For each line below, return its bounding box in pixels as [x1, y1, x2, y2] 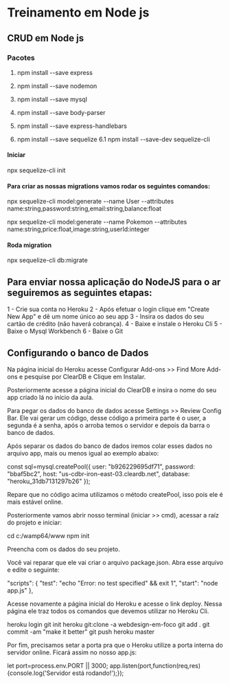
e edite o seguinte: [7, 566, 60, 574]
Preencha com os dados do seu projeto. [7, 545, 120, 553]
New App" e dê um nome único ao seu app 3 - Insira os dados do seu [7, 312, 205, 321]
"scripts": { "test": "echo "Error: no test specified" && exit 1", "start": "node [7, 579, 218, 588]
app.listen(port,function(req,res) [109, 662, 201, 670]
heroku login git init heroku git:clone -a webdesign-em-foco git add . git [7, 621, 210, 629]
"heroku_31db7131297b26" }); [7, 477, 91, 486]
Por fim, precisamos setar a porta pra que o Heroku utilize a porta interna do [7, 641, 223, 650]
